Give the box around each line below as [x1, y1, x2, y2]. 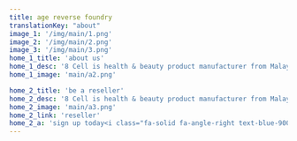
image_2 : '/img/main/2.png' [9, 37, 113, 47]
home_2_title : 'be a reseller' [9, 85, 125, 95]
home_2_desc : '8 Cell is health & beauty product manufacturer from [9, 94, 267, 103]
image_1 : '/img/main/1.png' [9, 29, 113, 38]
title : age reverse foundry [9, 12, 113, 22]
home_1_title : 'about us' [9, 54, 104, 63]
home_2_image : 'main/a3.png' [9, 102, 117, 111]
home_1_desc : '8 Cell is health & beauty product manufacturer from [9, 63, 267, 71]
